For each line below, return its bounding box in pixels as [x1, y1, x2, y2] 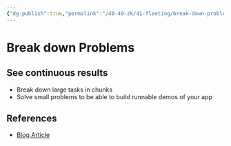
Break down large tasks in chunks [16, 85, 113, 94]
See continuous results [6, 67, 108, 79]
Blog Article [16, 131, 50, 139]
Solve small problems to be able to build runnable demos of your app [16, 92, 213, 101]
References [6, 113, 57, 125]
